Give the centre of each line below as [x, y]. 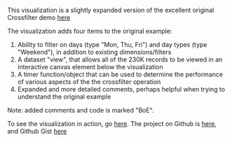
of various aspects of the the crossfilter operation [89, 82]
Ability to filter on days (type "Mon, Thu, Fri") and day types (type [112, 44]
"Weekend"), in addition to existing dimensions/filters [94, 52]
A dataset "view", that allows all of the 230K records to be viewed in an [120, 59]
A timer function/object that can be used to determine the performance [120, 74]
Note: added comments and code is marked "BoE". [81, 110]
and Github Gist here [37, 131]
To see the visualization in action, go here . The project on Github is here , [112, 124]
